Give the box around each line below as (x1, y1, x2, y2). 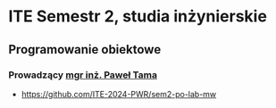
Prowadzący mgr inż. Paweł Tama (8, 69, 158, 81)
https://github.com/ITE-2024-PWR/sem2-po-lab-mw (21, 88, 217, 99)
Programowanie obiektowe (8, 42, 162, 57)
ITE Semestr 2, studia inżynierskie (8, 6, 267, 27)
